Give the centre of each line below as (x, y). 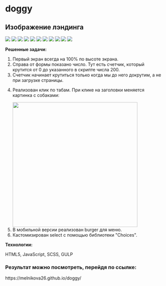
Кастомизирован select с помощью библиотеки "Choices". (75, 235)
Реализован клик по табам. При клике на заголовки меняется (78, 90)
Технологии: (19, 245)
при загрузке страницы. (38, 80)
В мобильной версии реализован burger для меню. (67, 230)
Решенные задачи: (26, 49)
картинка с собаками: (36, 95)
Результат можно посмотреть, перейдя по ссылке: (71, 267)
